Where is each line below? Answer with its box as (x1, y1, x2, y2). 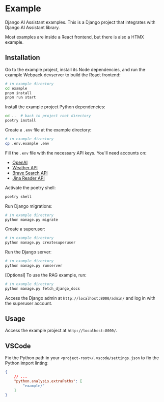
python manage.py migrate (5, 217, 58, 222)
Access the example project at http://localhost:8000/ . (5, 328, 118, 334)
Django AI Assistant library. (5, 24, 60, 30)
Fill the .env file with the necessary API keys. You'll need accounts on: (5, 150, 147, 155)
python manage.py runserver (5, 263, 63, 268)
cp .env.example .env (5, 141, 50, 146)
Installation (5, 54, 40, 62)
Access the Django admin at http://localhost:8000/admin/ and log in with (5, 295, 156, 301)
